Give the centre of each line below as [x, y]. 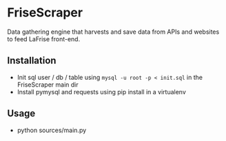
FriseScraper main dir [48, 85]
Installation [32, 61]
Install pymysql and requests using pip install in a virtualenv [101, 91]
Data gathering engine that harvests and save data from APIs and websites [113, 32]
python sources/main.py [52, 130]
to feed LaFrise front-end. [44, 39]
